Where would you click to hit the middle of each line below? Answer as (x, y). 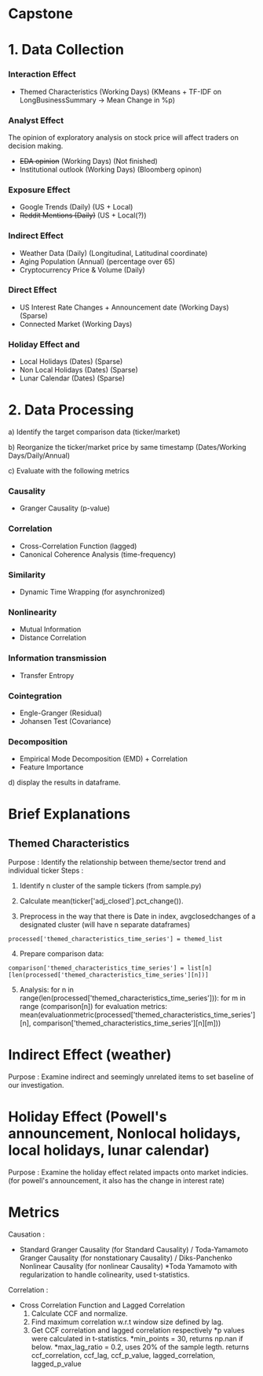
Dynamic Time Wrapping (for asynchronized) (92, 592)
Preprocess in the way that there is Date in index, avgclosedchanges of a (137, 916)
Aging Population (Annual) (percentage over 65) (97, 261)
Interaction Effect (42, 74)
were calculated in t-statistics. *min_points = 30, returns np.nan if (137, 1338)
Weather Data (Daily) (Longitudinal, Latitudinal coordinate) (113, 253)
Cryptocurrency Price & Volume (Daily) (82, 269)
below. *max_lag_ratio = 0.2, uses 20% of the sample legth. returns (140, 1347)
